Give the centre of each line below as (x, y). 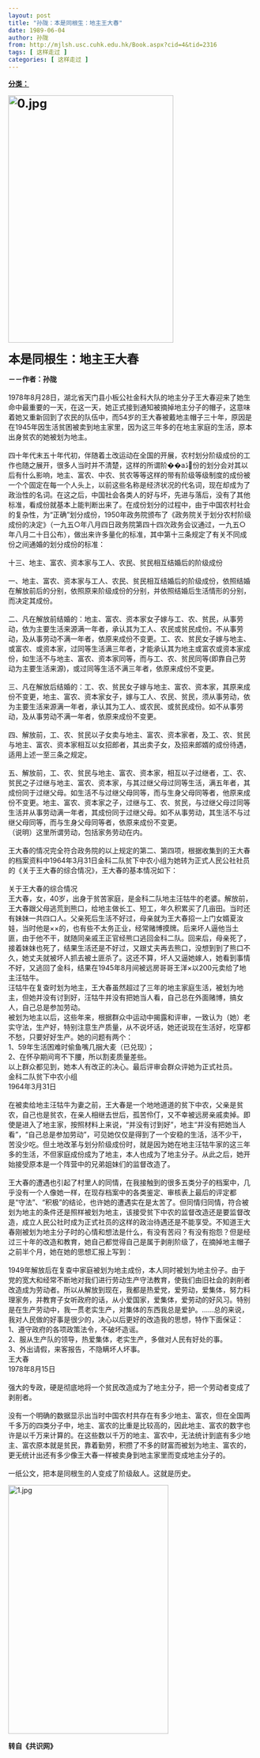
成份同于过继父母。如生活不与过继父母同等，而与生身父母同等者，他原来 (126, 792)
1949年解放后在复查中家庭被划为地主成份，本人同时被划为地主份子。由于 (127, 1270)
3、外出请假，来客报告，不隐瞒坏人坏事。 (76, 1349)
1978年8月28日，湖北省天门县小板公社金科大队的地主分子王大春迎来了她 (126, 397)
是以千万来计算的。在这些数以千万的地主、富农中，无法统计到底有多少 (129, 1435)
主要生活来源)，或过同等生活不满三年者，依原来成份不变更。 (120, 668)
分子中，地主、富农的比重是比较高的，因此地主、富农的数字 (146, 1425)
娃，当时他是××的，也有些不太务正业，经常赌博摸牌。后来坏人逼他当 (120, 928)
